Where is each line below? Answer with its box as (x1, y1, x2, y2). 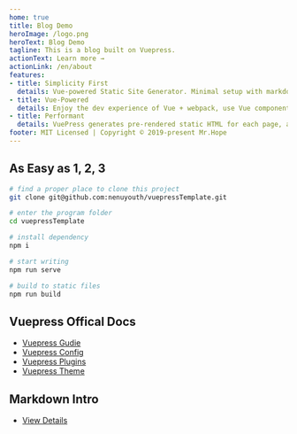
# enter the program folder (9, 209, 113, 218)
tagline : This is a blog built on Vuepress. (9, 46, 176, 55)
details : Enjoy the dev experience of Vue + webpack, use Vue (17, 104, 251, 112)
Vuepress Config (21, 347, 84, 358)
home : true (9, 12, 49, 22)
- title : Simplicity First (9, 79, 109, 88)
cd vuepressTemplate (9, 217, 86, 226)
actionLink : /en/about (9, 63, 93, 72)
